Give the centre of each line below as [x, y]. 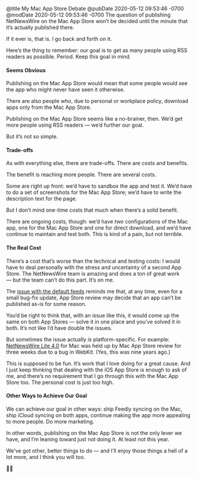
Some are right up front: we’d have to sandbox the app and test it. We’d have [99, 186]
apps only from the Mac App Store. [49, 107]
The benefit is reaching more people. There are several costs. [81, 175]
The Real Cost [24, 248]
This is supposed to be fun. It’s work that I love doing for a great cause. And [98, 363]
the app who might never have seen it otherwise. [66, 90]
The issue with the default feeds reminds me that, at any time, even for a [94, 291]
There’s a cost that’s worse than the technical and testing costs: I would [93, 261]
